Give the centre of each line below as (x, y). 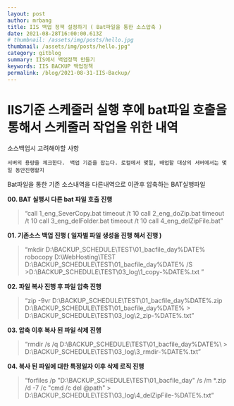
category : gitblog (34, 54)
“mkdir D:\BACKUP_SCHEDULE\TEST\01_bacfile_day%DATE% (115, 250)
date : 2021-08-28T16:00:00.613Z (55, 33)
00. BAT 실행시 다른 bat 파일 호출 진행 (60, 199)
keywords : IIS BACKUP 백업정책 (50, 66)
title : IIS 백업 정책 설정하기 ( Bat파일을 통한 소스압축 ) (85, 27)
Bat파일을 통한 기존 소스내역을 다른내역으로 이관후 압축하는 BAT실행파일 (106, 185)
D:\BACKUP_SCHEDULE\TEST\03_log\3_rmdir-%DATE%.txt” (112, 352)
